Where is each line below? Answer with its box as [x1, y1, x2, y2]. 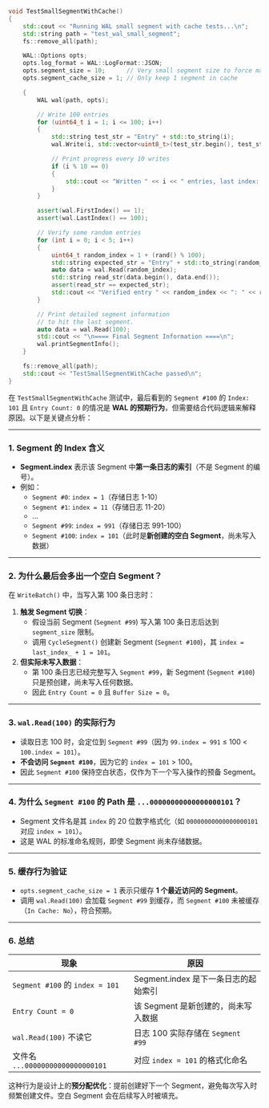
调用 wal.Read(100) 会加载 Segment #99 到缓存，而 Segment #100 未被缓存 [19, 896, 260, 906]
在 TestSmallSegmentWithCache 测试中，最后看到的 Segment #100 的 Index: [8, 393, 250, 402]
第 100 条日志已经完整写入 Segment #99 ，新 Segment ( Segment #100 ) [31, 667, 255, 677]
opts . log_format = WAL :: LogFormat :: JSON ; [22, 59, 163, 67]
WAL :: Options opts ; [22, 51, 88, 60]
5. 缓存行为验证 [8, 866, 67, 877]
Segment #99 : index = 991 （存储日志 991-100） [31, 520, 186, 530]
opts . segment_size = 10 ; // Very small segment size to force [22, 67, 252, 75]
